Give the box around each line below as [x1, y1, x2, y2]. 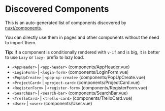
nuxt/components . [5, 25, 43, 30]
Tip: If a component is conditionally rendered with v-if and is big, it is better [5, 49, 160, 55]
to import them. [5, 39, 36, 45]
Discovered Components [5, 3, 109, 15]
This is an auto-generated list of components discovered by [5, 20, 127, 26]
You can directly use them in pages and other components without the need [5, 34, 159, 40]
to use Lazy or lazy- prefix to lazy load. [5, 54, 85, 60]
